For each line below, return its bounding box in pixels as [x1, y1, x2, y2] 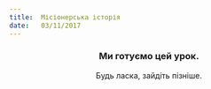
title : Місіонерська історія [9, 12, 121, 22]
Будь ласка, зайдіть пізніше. [96, 70, 202, 80]
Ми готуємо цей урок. [98, 50, 199, 63]
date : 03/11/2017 [9, 21, 82, 30]
